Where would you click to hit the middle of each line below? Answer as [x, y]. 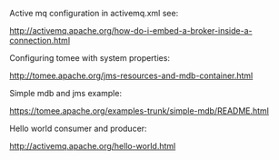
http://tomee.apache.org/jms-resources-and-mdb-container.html [131, 75]
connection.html [40, 40]
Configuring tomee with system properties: [90, 58]
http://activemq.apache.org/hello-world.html [93, 146]
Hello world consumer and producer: [78, 128]
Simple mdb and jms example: [66, 93]
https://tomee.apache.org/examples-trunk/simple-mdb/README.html [139, 111]
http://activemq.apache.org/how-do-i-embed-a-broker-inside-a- [131, 30]
